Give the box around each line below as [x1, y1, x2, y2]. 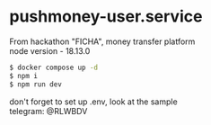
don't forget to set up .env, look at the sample [9, 96, 178, 107]
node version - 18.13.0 [9, 45, 91, 56]
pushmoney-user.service [9, 6, 203, 27]
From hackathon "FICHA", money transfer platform [9, 36, 196, 47]
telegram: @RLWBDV [9, 105, 88, 116]
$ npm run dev [9, 79, 63, 89]
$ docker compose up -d [9, 63, 99, 72]
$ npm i [9, 71, 39, 80]
